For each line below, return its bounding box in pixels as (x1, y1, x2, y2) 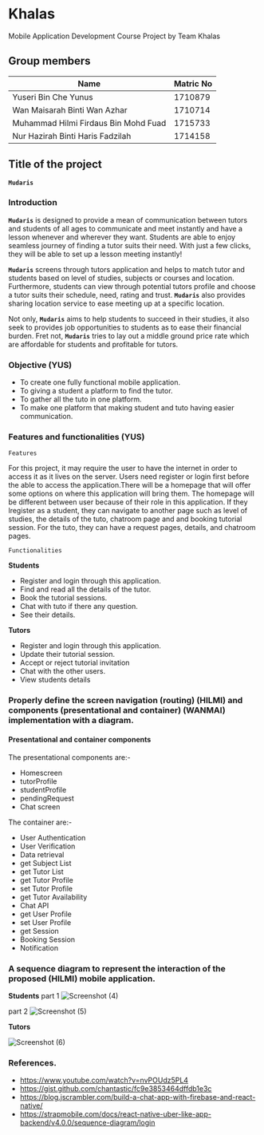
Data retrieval (19, 849, 65, 859)
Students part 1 (8, 991, 60, 1000)
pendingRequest (19, 793, 74, 803)
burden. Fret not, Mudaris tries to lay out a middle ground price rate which (8, 330, 250, 340)
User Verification (19, 841, 76, 851)
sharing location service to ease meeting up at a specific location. (8, 299, 225, 308)
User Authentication (19, 832, 86, 842)
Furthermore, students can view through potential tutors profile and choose (8, 281, 256, 291)
